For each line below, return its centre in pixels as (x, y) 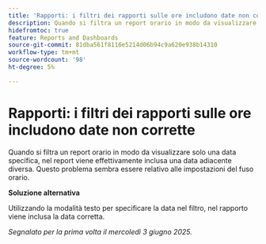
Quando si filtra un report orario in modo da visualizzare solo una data (122, 152)
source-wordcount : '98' (47, 60)
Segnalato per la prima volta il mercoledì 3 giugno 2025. (100, 231)
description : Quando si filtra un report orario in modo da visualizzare (133, 23)
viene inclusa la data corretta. (57, 216)
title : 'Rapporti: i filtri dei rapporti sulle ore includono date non (129, 15)
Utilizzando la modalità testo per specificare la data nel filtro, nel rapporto (128, 208)
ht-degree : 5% (32, 67)
